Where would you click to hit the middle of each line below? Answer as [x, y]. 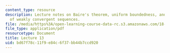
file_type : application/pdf [35, 29]
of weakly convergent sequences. [45, 19]
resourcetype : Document [30, 33]
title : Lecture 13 [25, 38]
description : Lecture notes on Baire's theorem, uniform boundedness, [81, 15]
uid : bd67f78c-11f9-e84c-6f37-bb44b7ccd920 [52, 43]
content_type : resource [30, 10]
